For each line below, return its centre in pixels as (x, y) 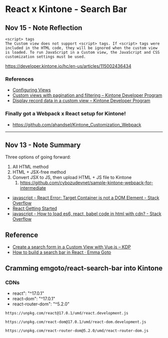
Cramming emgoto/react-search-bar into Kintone (84, 268)
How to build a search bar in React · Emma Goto (62, 252)
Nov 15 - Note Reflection (44, 28)
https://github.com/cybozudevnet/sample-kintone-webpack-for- (86, 183)
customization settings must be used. (45, 57)
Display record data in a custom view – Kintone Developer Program (81, 101)
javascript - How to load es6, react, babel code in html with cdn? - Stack (87, 214)
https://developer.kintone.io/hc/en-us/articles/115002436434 (68, 66)
